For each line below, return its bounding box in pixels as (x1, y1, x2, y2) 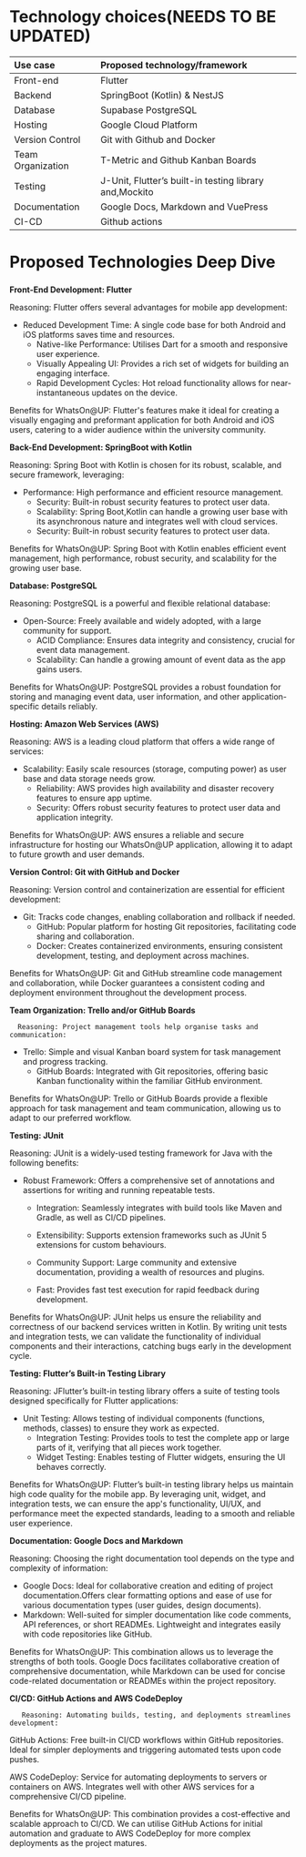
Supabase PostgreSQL (99, 103, 198, 116)
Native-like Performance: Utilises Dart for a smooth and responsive (36, 339, 289, 350)
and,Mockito (99, 185, 154, 198)
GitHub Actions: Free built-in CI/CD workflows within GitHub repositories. (9, 1735, 284, 1746)
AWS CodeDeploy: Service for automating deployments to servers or (9, 1771, 268, 1782)
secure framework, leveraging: (9, 469, 125, 480)
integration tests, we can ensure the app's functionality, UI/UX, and (9, 1498, 261, 1509)
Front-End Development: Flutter (9, 284, 132, 295)
